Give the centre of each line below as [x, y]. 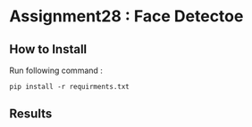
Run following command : [56, 70]
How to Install [48, 49]
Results [31, 114]
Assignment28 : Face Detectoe [126, 16]
